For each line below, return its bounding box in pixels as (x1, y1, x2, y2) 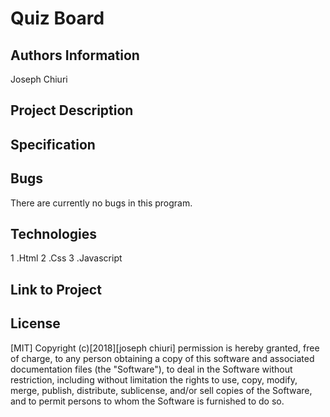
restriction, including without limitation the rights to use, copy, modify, (10, 373, 298, 386)
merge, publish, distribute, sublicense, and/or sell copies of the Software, (10, 384, 313, 396)
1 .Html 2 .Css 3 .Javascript (10, 252, 123, 264)
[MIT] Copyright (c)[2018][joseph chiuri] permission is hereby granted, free (10, 342, 320, 354)
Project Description (10, 102, 134, 119)
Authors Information (10, 47, 140, 64)
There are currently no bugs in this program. (10, 197, 193, 209)
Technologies (10, 225, 98, 242)
